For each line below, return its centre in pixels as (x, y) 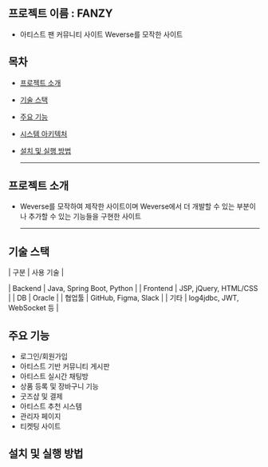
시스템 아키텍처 (43, 134)
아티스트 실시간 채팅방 (54, 377)
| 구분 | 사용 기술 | (36, 273)
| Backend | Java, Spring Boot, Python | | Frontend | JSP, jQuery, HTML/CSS (133, 289)
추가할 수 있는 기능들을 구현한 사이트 (85, 217)
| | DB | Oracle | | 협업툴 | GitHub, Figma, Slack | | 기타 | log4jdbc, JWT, (124, 298)
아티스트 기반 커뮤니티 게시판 (65, 366)
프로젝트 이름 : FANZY (61, 14)
